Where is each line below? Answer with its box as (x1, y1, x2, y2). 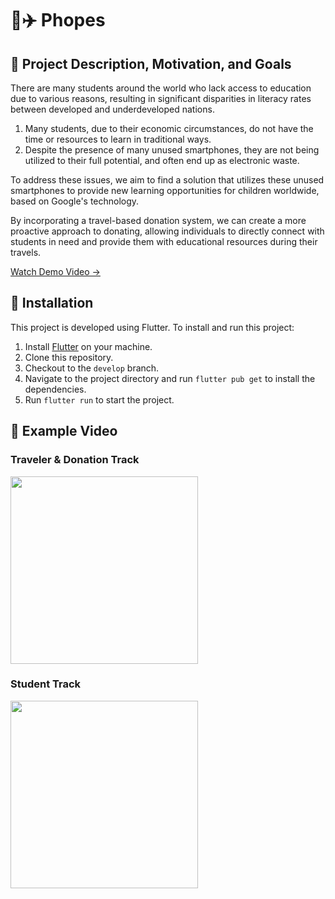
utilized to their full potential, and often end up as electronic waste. (24, 155, 300, 166)
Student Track (10, 677, 82, 691)
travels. (10, 247, 42, 258)
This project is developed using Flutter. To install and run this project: (10, 321, 295, 333)
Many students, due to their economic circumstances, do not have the (24, 123, 314, 134)
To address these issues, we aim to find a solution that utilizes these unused (10, 174, 325, 186)
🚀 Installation (10, 295, 94, 312)
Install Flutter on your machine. (24, 340, 153, 352)
